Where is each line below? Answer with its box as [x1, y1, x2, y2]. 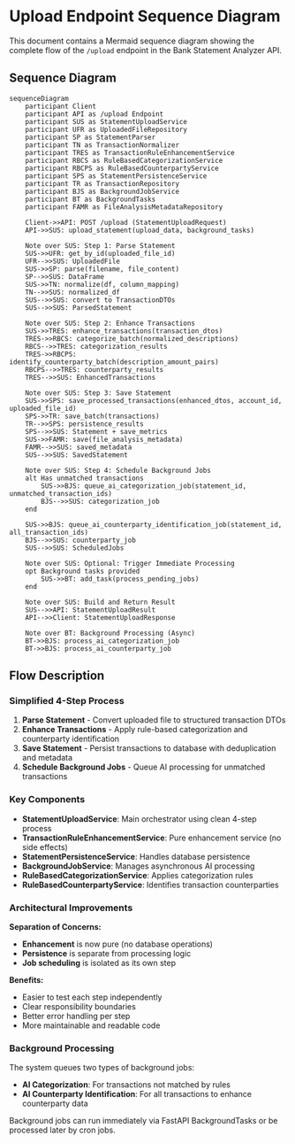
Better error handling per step [21, 1011, 131, 1022]
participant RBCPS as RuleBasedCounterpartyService [25, 164, 219, 173]
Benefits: [9, 975, 44, 986]
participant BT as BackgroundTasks [25, 195, 156, 204]
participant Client [25, 102, 97, 111]
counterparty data [21, 1098, 88, 1109]
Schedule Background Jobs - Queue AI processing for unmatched [21, 761, 266, 772]
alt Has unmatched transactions [25, 474, 144, 483]
